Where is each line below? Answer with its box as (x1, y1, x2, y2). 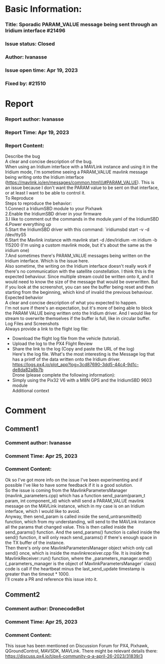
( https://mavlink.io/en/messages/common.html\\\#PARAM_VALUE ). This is (5, 180, 155, 186)
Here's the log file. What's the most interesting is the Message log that (12, 351, 155, 357)
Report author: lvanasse (5, 116, 64, 123)
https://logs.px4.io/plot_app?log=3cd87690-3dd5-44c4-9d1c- (12, 362, 139, 368)
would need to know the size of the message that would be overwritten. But (5, 279, 158, 285)
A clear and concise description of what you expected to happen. (5, 300, 137, 306)
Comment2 (5, 591, 40, 599)
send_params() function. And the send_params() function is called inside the (5, 529, 160, 535)
